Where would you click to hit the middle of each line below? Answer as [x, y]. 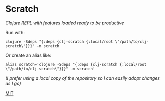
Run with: [15, 32]
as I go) [13, 83]
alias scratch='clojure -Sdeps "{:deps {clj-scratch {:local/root [76, 64]
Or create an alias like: [28, 55]
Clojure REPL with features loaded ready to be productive [65, 23]
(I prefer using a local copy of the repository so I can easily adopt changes [83, 78]
